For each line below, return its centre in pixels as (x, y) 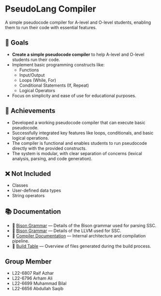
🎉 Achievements (30, 111)
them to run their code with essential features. (51, 27)
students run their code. (36, 60)
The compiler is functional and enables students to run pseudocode (80, 143)
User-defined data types (37, 190)
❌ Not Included (28, 174)
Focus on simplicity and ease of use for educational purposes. (74, 95)
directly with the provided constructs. (49, 148)
